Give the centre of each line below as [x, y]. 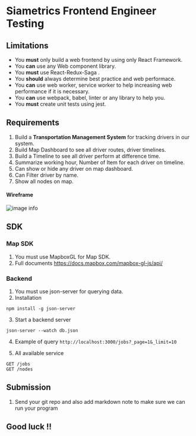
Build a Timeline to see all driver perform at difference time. [87, 156]
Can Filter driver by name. [47, 175]
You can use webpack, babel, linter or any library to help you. [90, 98]
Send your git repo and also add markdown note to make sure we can [100, 402]
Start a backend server [43, 320]
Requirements [33, 123]
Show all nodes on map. [44, 181]
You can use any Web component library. [65, 66]
